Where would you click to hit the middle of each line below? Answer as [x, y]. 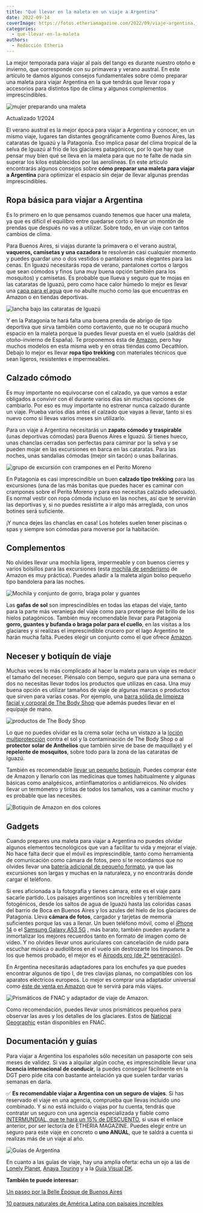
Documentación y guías [52, 1041]
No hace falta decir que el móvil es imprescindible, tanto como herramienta [100, 853]
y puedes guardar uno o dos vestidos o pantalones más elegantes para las [99, 258]
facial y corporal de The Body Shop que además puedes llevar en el [91, 703]
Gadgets [23, 826]
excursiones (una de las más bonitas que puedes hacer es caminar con [95, 485]
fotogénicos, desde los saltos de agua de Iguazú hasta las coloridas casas [99, 904]
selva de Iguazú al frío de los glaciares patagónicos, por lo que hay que [95, 149]
